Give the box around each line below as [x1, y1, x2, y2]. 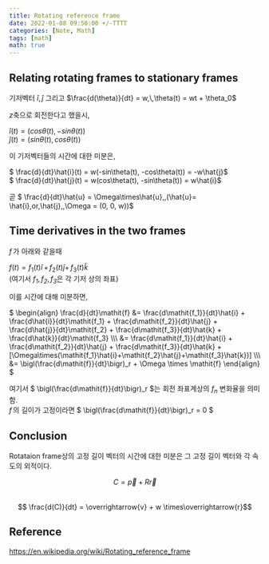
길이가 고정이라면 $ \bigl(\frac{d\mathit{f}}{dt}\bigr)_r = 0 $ [21, 405, 214, 415]
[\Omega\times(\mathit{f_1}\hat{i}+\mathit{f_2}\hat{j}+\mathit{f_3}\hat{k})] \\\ [9, 351, 261, 360]
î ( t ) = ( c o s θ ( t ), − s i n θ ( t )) [9, 125, 86, 136]
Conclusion [9, 429, 68, 443]
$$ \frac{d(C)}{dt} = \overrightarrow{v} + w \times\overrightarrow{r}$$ [18, 502, 252, 511]
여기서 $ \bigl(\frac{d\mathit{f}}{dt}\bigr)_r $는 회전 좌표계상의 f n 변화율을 [9, 384, 246, 395]
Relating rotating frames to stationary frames [9, 71, 239, 85]
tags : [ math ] [9, 34, 53, 42]
